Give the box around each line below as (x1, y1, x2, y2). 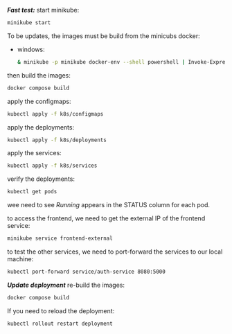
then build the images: (7, 71, 71, 79)
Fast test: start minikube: (7, 6, 80, 14)
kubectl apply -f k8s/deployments (7, 137, 107, 143)
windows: (17, 45, 45, 53)
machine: (7, 255, 34, 263)
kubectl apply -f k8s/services (7, 162, 98, 169)
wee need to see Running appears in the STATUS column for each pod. (7, 201, 210, 209)
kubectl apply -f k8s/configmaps (7, 110, 104, 117)
